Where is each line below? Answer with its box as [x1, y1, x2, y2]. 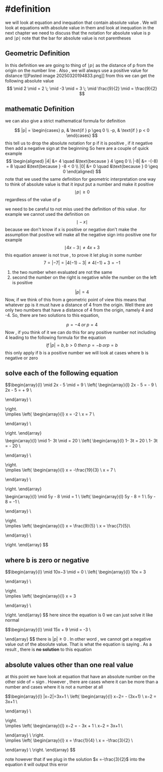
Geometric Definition [5, 49, 70, 58]
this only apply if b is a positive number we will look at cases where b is [5, 350, 149, 355]
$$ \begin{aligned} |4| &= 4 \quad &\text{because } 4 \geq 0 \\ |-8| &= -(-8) [6, 158, 158, 164]
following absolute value [5, 78, 54, 83]
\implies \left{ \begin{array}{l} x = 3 [5, 593, 77, 599]
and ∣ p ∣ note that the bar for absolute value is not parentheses [5, 35, 131, 41]
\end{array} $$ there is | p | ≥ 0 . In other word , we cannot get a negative [5, 636, 151, 642]
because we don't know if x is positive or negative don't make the [5, 226, 138, 232]
